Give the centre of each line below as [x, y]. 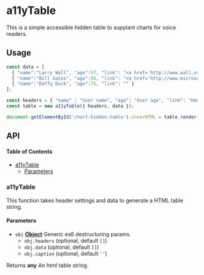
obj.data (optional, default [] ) [61, 247]
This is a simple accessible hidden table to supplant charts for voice [91, 27]
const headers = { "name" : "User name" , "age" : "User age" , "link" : [96, 101]
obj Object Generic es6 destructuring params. [73, 234]
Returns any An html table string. [48, 265]
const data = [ [25, 67]
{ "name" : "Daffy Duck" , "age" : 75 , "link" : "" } [73, 84]
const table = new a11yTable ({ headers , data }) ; [70, 106]
